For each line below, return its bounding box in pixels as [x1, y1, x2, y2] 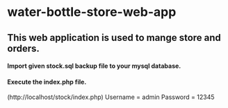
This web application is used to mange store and [7, 32, 221, 44]
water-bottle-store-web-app [7, 4, 177, 20]
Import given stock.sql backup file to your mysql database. [7, 62, 181, 70]
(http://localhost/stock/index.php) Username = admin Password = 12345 [7, 93, 215, 101]
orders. [7, 42, 40, 54]
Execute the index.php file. [7, 78, 87, 86]
